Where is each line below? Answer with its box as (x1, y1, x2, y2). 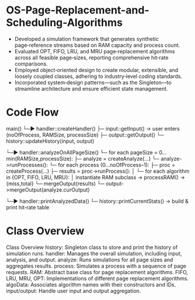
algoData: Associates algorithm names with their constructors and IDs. (6, 281, 176, 288)
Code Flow (6, 106, 59, 119)
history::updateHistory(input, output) (6, 137, 95, 144)
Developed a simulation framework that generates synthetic (14, 35, 159, 42)
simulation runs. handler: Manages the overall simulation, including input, (6, 250, 182, 257)
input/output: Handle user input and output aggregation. (6, 287, 142, 294)
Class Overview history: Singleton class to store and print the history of (6, 244, 178, 251)
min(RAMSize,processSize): (6, 155, 73, 162)
